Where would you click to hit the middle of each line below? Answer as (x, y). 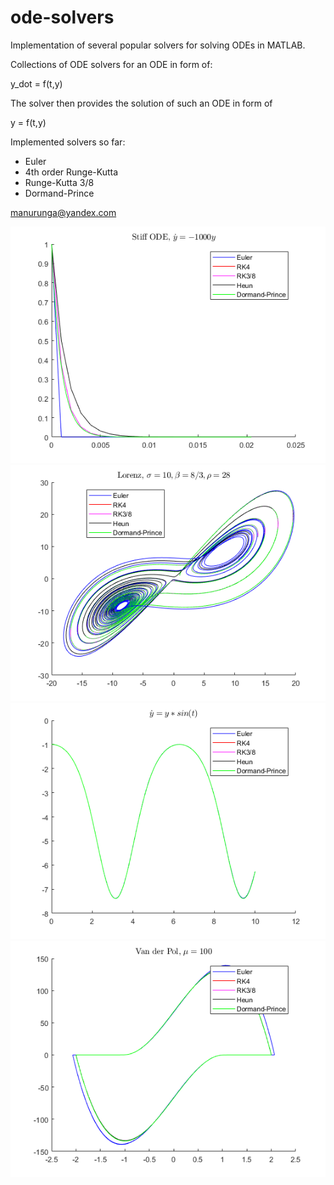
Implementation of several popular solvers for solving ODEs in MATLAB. (158, 45)
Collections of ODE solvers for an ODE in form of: (111, 64)
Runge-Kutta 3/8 (59, 182)
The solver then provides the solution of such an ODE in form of (141, 103)
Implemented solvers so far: (68, 142)
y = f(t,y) (28, 122)
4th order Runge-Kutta (71, 172)
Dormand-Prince (59, 193)
